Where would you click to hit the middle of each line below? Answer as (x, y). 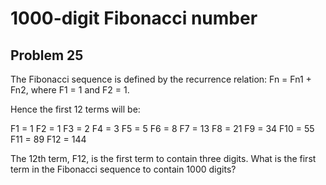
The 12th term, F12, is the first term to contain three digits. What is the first (163, 158)
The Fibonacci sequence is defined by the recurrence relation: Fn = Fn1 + (161, 79)
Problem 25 (47, 55)
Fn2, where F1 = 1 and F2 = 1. (70, 90)
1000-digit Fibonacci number (134, 18)
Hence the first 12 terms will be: (75, 109)
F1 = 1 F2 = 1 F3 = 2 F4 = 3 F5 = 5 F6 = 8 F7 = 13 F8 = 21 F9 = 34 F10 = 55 (162, 128)
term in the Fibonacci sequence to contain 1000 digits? (123, 169)
